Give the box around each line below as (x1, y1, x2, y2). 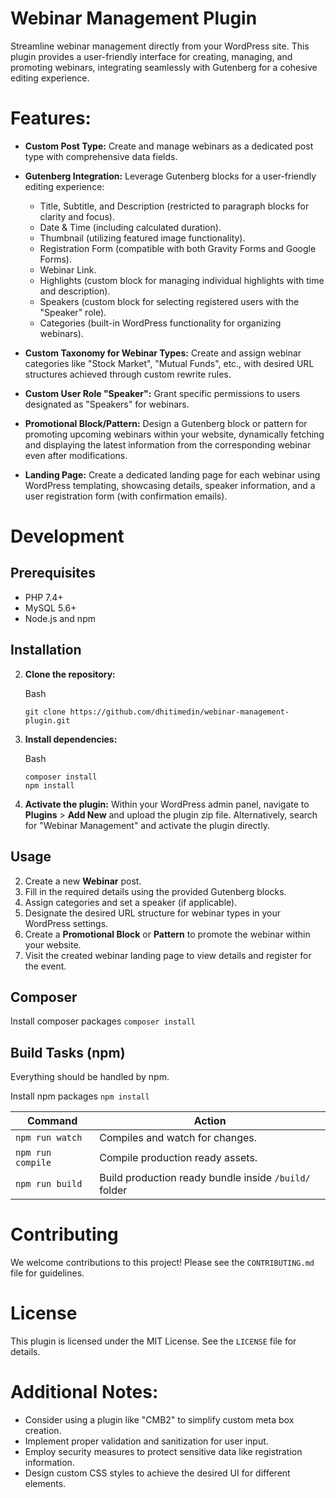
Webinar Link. (39, 263, 97, 276)
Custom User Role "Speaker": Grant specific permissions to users (24, 387, 301, 399)
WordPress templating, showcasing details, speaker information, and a (24, 479, 316, 491)
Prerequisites (10, 565, 96, 582)
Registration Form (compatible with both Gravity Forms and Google (39, 242, 317, 254)
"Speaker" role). (39, 306, 107, 318)
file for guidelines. (10, 1267, 85, 1279)
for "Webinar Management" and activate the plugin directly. (24, 819, 270, 831)
